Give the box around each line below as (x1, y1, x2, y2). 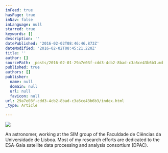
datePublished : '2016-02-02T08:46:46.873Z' (5, 41, 100, 46)
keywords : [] (5, 31, 33, 36)
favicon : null (10, 93, 40, 99)
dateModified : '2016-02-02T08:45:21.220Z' (5, 46, 97, 51)
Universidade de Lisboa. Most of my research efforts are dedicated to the (5, 137, 160, 143)
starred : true (5, 27, 36, 32)
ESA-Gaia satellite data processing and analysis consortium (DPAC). (5, 142, 149, 148)
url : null (10, 88, 31, 94)
